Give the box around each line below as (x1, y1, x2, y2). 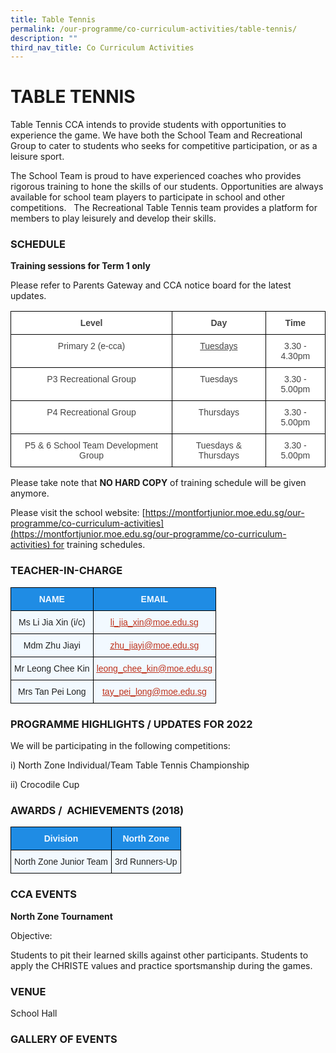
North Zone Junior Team (14, 856, 108, 868)
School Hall (10, 1007, 58, 1019)
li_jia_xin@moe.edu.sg (109, 616, 199, 628)
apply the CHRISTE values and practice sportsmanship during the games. (10, 959, 313, 971)
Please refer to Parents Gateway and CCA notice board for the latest (10, 279, 292, 291)
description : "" (10, 33, 78, 43)
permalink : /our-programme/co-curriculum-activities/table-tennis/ (10, 24, 298, 34)
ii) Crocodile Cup (10, 779, 80, 791)
